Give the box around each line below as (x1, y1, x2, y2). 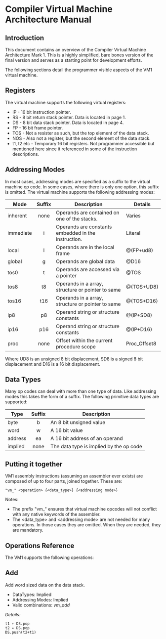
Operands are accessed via (56, 266, 120, 273)
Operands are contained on (56, 209, 120, 216)
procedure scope (56, 343, 96, 350)
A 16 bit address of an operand (50, 435, 123, 442)
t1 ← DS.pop (5, 621, 30, 626)
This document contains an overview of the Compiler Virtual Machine (5, 47, 146, 52)
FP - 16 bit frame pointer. (12, 125, 63, 130)
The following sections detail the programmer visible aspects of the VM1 (5, 67, 152, 73)
